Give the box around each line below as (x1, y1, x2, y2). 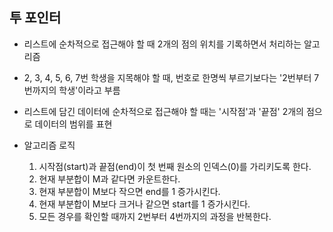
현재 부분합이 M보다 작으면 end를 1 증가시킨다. (38, 185, 221, 197)
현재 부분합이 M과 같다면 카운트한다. (38, 173, 181, 185)
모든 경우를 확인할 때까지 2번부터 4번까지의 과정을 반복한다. (38, 210, 272, 222)
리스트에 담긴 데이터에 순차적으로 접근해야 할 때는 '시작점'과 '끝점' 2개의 (23, 105, 304, 117)
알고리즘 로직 (23, 139, 76, 151)
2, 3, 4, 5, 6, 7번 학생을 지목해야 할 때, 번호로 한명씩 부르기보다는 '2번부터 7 (23, 71, 320, 83)
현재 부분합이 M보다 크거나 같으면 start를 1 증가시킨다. (38, 198, 251, 210)
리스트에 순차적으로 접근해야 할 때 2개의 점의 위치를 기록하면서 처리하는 (23, 38, 302, 50)
